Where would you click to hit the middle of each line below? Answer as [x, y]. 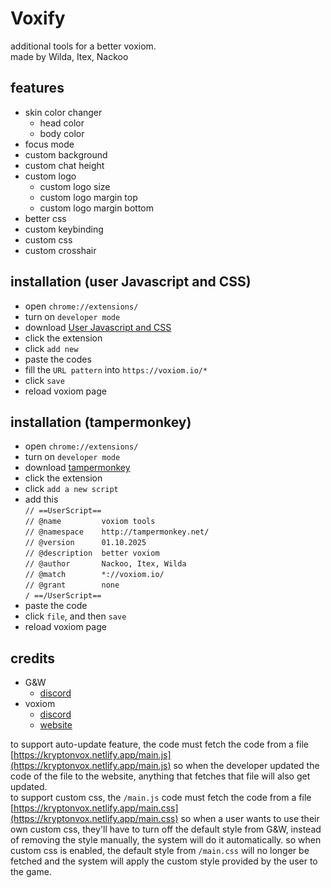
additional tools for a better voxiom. [83, 46]
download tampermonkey [77, 468]
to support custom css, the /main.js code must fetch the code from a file [161, 798]
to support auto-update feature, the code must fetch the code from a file [160, 744]
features [37, 88]
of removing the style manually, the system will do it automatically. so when [166, 840]
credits [33, 658]
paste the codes [58, 359]
